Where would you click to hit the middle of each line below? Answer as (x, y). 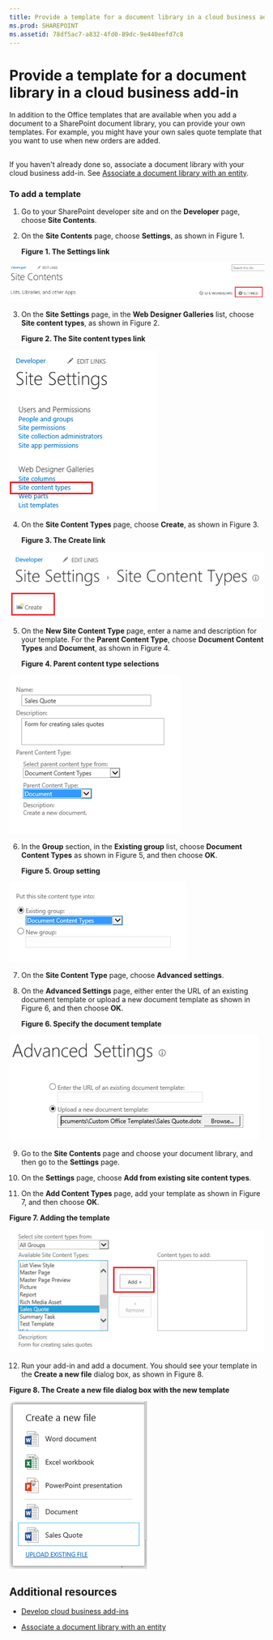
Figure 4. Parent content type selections (90, 664)
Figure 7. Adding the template (60, 1218)
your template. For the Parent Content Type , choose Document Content (142, 639)
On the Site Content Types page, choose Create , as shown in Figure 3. (140, 524)
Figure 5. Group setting (60, 871)
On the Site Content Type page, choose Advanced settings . (122, 976)
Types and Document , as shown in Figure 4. (96, 648)
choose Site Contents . (59, 220)
